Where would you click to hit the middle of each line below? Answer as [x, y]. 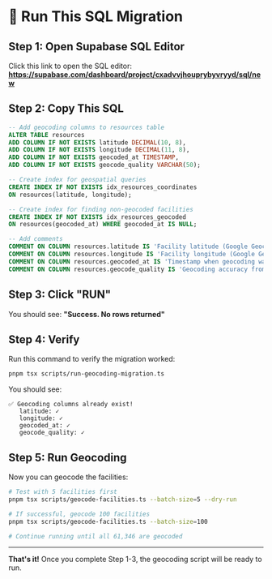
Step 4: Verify [44, 339]
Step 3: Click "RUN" [60, 295]
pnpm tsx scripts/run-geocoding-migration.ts [86, 374]
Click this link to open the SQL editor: [70, 66]
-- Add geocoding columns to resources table [86, 127]
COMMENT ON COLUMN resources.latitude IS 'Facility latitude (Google [128, 247]
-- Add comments [36, 239]
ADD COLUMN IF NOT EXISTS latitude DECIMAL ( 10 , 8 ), [97, 142]
